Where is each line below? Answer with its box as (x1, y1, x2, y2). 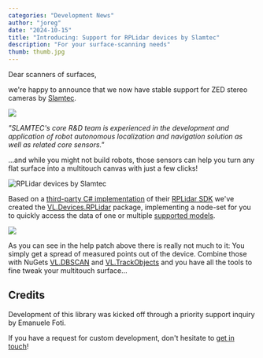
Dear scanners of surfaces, (8, 70, 97, 79)
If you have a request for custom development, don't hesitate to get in (8, 333, 235, 342)
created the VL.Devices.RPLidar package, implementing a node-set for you (8, 202, 252, 212)
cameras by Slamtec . (8, 94, 77, 102)
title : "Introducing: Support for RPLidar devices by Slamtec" (8, 33, 220, 42)
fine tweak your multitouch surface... (8, 266, 128, 275)
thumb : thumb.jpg (8, 48, 65, 56)
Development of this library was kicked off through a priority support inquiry (8, 309, 255, 319)
